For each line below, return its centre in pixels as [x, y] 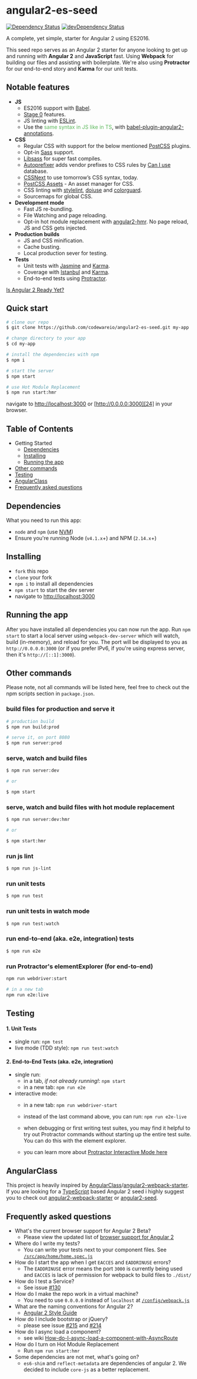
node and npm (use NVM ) [44, 531]
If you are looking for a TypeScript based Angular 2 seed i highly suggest [95, 1191]
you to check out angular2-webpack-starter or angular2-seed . [82, 1198]
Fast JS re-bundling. [49, 209]
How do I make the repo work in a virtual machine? [77, 1294]
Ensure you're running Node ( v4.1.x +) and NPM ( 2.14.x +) [85, 538]
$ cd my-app [21, 344]
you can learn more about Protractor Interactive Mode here [95, 1152]
